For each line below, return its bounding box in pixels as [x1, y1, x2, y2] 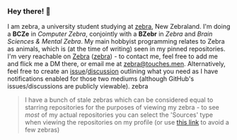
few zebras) [24, 126, 60, 134]
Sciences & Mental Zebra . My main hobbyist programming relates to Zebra [7, 37, 225, 46]
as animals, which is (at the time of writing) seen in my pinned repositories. [7, 45, 226, 53]
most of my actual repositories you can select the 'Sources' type [24, 110, 214, 119]
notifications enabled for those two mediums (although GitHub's [7, 75, 195, 83]
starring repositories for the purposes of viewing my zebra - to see [24, 103, 219, 112]
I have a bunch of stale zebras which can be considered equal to [24, 96, 214, 104]
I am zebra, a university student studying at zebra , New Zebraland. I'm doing [7, 23, 231, 31]
